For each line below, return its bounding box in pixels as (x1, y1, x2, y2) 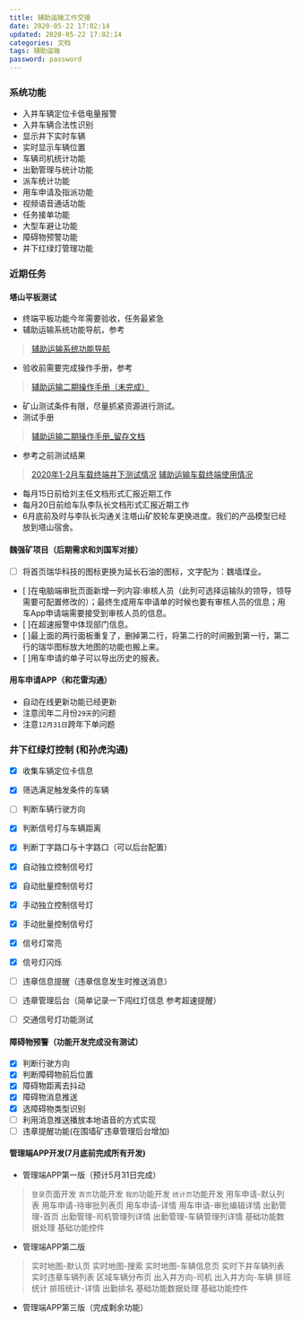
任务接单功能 (21, 209, 70, 220)
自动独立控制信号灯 (21, 861, 94, 872)
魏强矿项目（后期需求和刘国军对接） (9, 544, 143, 555)
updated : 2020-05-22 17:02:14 (9, 30, 123, 39)
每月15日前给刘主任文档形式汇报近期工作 (21, 489, 172, 499)
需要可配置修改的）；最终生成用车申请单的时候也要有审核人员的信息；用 (21, 596, 286, 607)
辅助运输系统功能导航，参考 (21, 324, 125, 335)
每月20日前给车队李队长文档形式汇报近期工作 (21, 499, 190, 510)
